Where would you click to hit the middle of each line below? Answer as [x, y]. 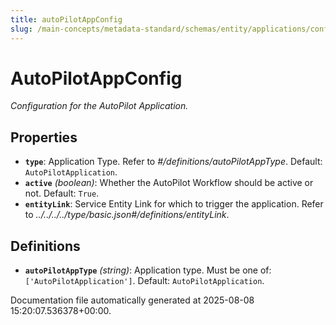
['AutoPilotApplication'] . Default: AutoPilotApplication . [144, 281]
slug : [21, 29]
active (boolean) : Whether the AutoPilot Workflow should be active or [169, 183]
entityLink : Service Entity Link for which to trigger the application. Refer [174, 204]
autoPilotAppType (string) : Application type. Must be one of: [148, 270]
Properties [44, 137]
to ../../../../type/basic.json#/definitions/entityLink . [127, 215]
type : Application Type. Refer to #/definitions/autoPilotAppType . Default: [173, 162]
